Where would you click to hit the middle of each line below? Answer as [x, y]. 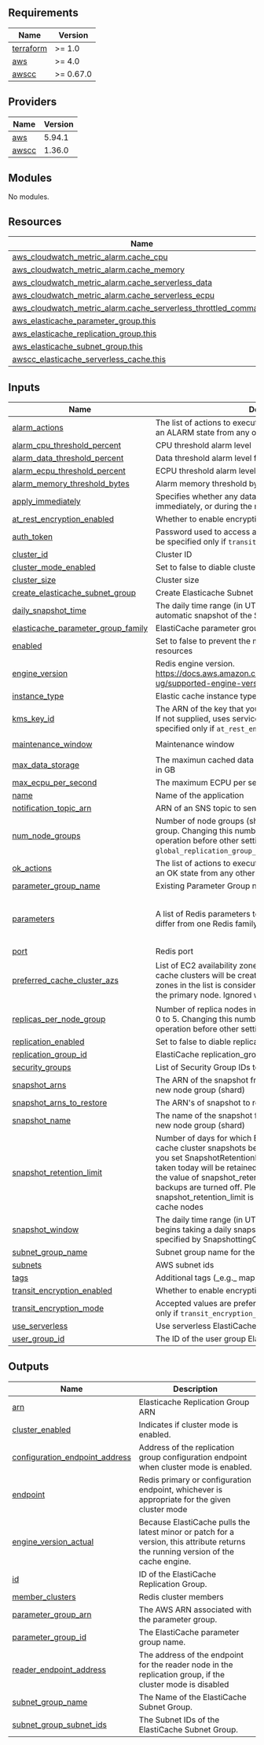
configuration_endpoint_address [72, 1457]
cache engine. [165, 1561]
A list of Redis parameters [203, 913]
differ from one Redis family [207, 924]
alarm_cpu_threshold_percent [67, 445]
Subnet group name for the [205, 1252]
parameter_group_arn [52, 1614]
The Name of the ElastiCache [192, 1697]
